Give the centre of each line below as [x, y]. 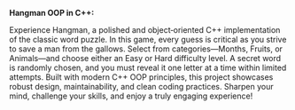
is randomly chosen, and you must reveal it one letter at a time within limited [148, 67]
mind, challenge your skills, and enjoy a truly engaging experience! [131, 96]
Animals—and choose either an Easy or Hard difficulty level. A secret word [145, 58]
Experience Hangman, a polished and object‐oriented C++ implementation [145, 30]
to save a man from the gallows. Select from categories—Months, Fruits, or [146, 49]
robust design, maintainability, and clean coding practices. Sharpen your [142, 86]
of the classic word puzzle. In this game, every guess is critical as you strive [148, 39]
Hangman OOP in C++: [52, 13]
